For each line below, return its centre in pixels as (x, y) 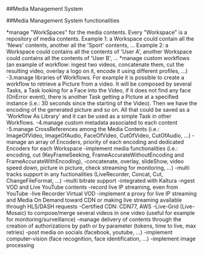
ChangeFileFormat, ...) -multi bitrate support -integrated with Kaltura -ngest (101, 181)
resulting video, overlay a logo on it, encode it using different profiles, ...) (97, 71)
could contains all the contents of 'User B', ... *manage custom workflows (98, 58)
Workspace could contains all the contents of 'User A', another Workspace (99, 52)
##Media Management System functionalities (63, 20)
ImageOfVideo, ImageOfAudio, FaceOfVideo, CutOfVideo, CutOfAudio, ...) (98, 135)
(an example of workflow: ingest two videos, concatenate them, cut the (95, 64)
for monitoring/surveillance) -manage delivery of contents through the (94, 219)
